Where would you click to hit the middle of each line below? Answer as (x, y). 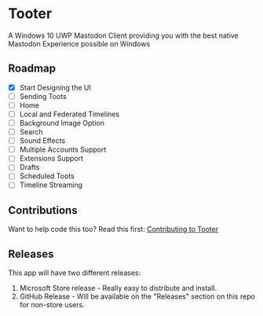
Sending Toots (43, 96)
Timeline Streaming (51, 185)
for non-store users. (52, 305)
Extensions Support (51, 159)
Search (31, 132)
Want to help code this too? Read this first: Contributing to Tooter (113, 230)
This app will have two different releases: (75, 273)
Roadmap (32, 69)
